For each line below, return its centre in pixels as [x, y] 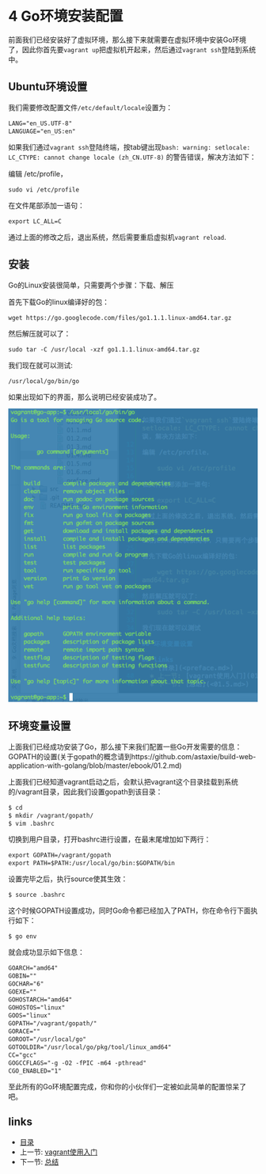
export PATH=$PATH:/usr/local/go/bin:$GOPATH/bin [92, 863]
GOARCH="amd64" [33, 968]
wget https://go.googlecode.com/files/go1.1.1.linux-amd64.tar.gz [120, 317]
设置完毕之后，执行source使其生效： [68, 879]
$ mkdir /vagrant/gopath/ [51, 815]
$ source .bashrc [37, 895]
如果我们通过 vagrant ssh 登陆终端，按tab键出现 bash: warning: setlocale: [129, 146]
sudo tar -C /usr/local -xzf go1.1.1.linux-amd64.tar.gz [104, 349]
